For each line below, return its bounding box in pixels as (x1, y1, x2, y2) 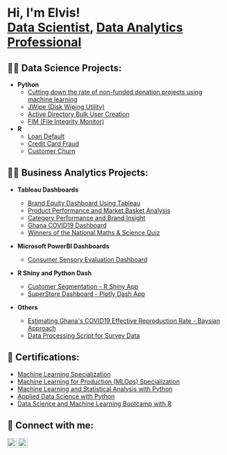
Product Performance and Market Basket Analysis (27, 206, 171, 215)
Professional (7, 35, 82, 50)
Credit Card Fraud (27, 140, 79, 147)
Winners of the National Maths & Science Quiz (27, 228, 160, 237)
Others (17, 303, 38, 311)
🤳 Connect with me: (7, 420, 94, 431)
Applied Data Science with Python (17, 392, 115, 400)
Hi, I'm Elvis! (7, 5, 81, 21)
